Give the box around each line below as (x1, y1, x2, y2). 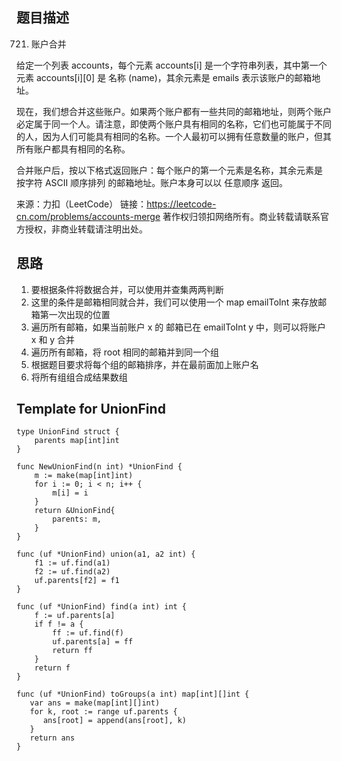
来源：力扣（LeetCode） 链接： (16, 198, 148, 210)
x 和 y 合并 (30, 333, 76, 345)
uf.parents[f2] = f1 (34, 576, 120, 586)
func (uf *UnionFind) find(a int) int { (16, 602, 188, 612)
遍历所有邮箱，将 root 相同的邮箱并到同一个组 (30, 346, 220, 358)
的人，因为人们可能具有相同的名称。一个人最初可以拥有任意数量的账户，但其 (16, 130, 332, 142)
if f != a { (34, 619, 84, 630)
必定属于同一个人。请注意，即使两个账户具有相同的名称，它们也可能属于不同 (16, 118, 332, 130)
